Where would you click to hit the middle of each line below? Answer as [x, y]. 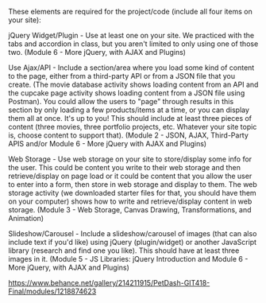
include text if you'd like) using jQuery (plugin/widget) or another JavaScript [132, 242]
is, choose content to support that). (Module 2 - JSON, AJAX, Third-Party [128, 135]
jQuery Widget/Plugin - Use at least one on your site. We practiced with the [131, 35]
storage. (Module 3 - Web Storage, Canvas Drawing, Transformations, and [130, 210]
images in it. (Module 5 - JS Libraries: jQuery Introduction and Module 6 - [128, 259]
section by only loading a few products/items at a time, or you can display [129, 110]
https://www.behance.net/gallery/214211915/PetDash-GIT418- [109, 283]
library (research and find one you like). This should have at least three [124, 251]
